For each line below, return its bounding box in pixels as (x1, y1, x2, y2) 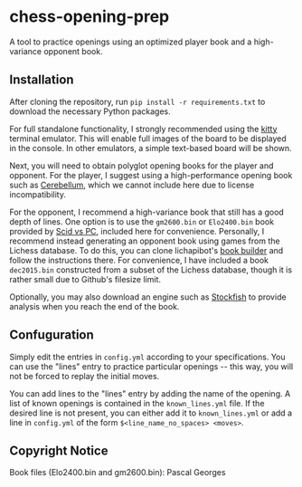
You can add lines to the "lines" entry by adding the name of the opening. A (9, 387, 291, 399)
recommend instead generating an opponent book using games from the (9, 235, 280, 246)
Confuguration (9, 328, 95, 343)
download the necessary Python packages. (9, 106, 171, 117)
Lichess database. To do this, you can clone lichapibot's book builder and (9, 244, 284, 255)
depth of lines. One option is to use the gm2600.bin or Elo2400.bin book (9, 215, 274, 227)
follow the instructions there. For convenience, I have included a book (9, 254, 269, 265)
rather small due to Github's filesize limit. (9, 273, 161, 284)
